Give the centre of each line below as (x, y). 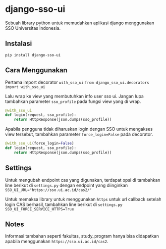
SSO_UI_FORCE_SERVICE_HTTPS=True (40, 209)
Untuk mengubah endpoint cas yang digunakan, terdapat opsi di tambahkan (83, 180)
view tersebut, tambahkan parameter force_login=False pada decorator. (79, 134)
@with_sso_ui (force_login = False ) (40, 144)
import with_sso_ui (25, 87)
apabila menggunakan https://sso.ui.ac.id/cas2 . (57, 242)
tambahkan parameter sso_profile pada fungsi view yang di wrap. (73, 101)
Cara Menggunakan (36, 70)
